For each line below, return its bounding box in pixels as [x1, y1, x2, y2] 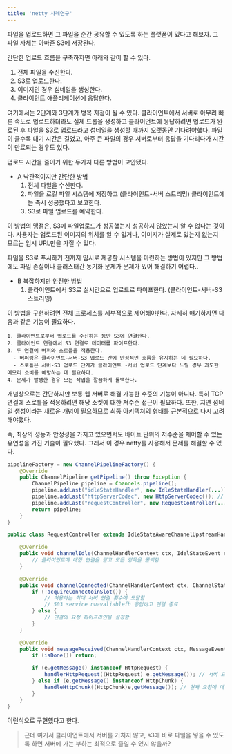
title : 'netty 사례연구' [7, 10, 73, 17]
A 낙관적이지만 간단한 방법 [17, 172, 88, 180]
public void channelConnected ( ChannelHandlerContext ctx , [19, 581, 190, 589]
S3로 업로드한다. [17, 77, 62, 85]
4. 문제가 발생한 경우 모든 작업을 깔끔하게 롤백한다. [7, 376, 138, 383]
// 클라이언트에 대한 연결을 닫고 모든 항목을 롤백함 [32, 557, 159, 563]
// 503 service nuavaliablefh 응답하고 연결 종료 [43, 601, 178, 608]
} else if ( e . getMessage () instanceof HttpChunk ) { [32, 677, 184, 684]
